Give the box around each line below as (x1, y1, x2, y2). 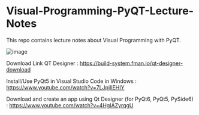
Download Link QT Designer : (6, 60, 79, 67)
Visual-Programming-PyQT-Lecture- (6, 4, 194, 18)
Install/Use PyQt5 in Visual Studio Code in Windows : (6, 77, 137, 85)
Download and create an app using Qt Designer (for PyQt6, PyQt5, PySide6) (6, 95, 194, 102)
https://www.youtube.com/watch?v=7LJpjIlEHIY (6, 83, 125, 91)
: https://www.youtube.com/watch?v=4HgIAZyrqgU (6, 101, 134, 108)
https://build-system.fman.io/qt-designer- (79, 60, 183, 67)
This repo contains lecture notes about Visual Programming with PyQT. (6, 36, 182, 43)
